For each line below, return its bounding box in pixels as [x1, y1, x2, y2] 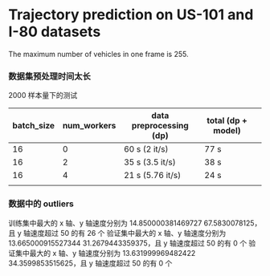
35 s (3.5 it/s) [123, 156, 176, 168]
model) [212, 125, 241, 136]
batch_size [12, 120, 55, 132]
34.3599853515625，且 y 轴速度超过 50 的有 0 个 [8, 258, 173, 268]
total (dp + [206, 115, 247, 126]
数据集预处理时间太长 [8, 71, 91, 82]
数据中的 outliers [8, 198, 74, 209]
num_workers [62, 120, 117, 132]
